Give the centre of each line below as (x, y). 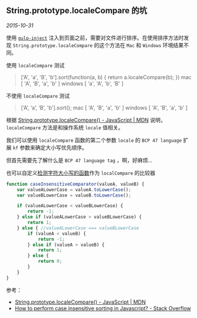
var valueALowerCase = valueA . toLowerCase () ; (74, 189)
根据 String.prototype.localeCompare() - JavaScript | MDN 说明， (86, 120)
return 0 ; (50, 261)
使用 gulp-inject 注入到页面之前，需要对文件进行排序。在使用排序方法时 (95, 38)
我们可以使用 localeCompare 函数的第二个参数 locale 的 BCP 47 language (94, 140)
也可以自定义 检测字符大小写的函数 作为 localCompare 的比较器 (81, 173)
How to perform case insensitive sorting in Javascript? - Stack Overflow (103, 308)
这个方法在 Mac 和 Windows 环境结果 (141, 45)
